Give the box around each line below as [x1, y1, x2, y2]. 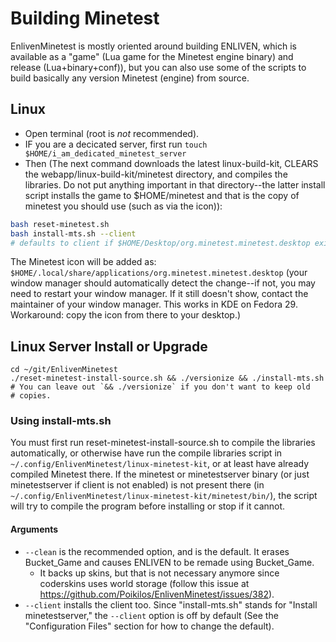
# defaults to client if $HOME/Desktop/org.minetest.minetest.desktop [10, 238, 311, 248]
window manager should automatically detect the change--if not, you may [10, 277, 316, 289]
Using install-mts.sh [10, 414, 112, 428]
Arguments [10, 523, 59, 536]
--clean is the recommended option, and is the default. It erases [24, 545, 290, 557]
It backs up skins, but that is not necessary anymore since [39, 567, 280, 579]
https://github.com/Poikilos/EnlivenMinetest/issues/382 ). [39, 588, 275, 600]
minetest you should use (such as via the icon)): [24, 200, 223, 212]
